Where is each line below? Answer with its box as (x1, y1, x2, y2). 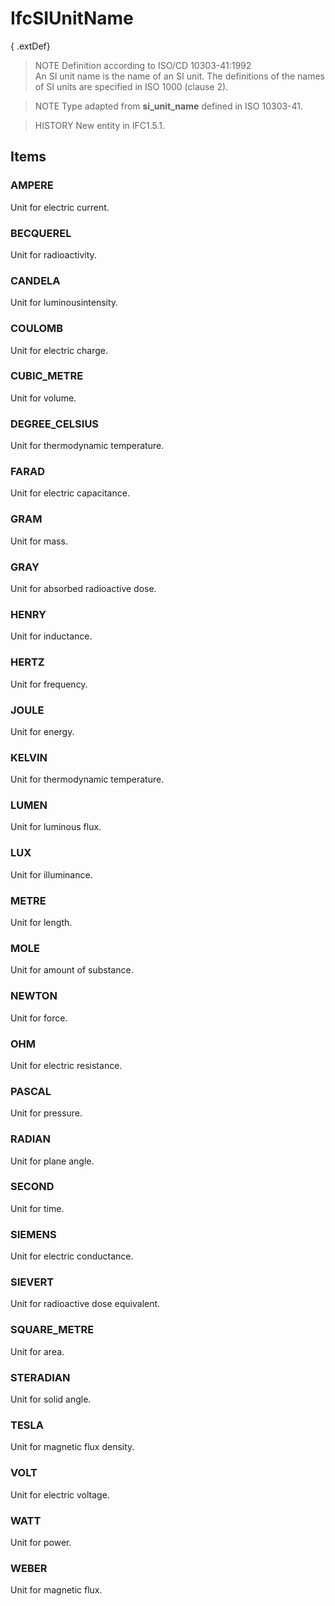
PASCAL (10, 1084, 52, 1098)
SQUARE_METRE (10, 1323, 95, 1337)
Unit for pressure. (10, 1107, 83, 1119)
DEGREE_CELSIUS (10, 417, 100, 431)
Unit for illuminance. (10, 868, 93, 881)
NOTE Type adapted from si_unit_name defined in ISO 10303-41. (34, 100, 304, 112)
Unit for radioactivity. (10, 248, 97, 261)
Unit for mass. (10, 535, 68, 547)
